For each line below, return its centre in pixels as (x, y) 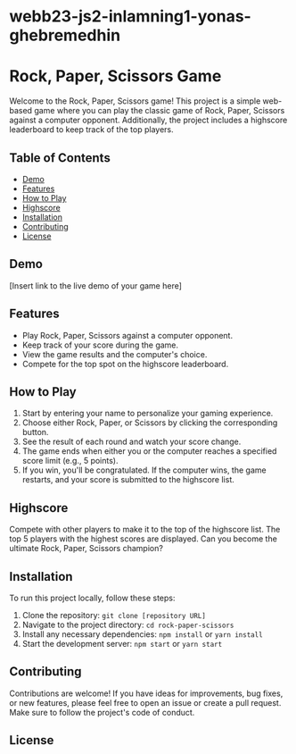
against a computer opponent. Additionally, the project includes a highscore (148, 120)
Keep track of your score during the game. (100, 345)
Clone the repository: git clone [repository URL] (114, 615)
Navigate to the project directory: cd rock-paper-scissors (128, 624)
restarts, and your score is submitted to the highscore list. (128, 480)
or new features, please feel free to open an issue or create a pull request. (145, 702)
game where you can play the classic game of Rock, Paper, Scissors (160, 111)
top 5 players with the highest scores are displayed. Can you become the (144, 539)
